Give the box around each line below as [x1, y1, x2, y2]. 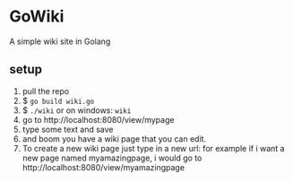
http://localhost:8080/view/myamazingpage [22, 161, 185, 172]
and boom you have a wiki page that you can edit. [22, 133, 207, 144]
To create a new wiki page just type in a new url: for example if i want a [22, 143, 285, 153]
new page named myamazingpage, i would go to [22, 152, 203, 163]
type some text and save [22, 124, 114, 134]
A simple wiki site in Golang [9, 36, 111, 47]
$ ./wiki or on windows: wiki [22, 105, 132, 116]
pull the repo [22, 85, 70, 96]
